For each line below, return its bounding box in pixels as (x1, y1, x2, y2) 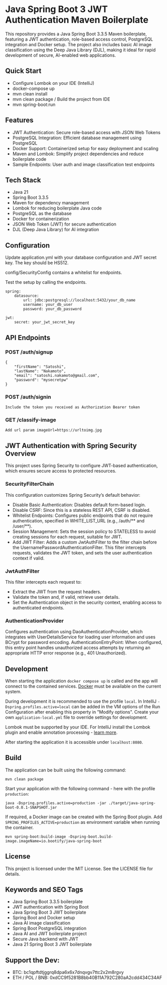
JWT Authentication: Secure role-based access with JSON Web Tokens (12, 129, 160, 135)
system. (5, 688, 22, 694)
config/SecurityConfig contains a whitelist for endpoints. (5, 270, 122, 276)
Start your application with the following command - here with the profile (5, 785, 155, 792)
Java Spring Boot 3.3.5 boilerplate (12, 899, 83, 905)
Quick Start (5, 67, 42, 75)
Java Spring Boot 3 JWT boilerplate (12, 909, 86, 915)
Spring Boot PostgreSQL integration (12, 925, 87, 931)
